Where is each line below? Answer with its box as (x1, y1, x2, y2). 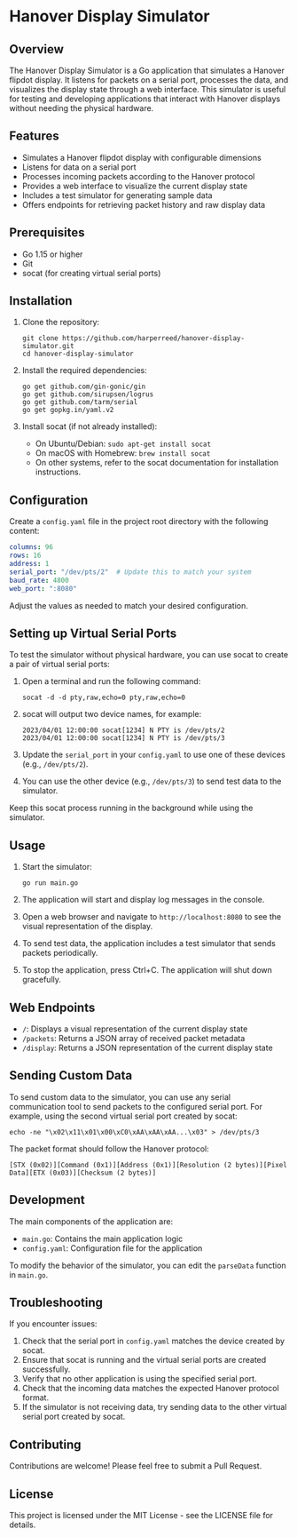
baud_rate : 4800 (9, 576, 69, 585)
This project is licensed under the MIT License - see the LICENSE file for (9, 1510, 273, 1520)
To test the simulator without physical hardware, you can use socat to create (9, 649, 289, 660)
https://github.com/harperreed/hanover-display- (61, 334, 246, 343)
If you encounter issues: (9, 1318, 98, 1329)
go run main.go (21, 879, 79, 888)
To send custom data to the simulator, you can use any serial (9, 1091, 231, 1103)
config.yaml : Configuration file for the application (21, 1242, 203, 1254)
